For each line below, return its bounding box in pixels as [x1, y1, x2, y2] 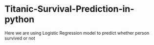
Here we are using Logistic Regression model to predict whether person [4, 30, 150, 36]
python [4, 14, 35, 25]
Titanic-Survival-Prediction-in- [4, 3, 134, 15]
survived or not [4, 35, 35, 41]
